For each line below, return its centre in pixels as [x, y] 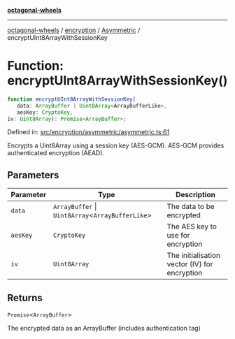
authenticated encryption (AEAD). [56, 153]
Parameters [33, 175]
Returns [25, 297]
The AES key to [192, 226]
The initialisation [193, 256]
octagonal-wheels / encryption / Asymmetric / [74, 30]
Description [195, 195]
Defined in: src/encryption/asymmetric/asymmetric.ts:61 [88, 132]
